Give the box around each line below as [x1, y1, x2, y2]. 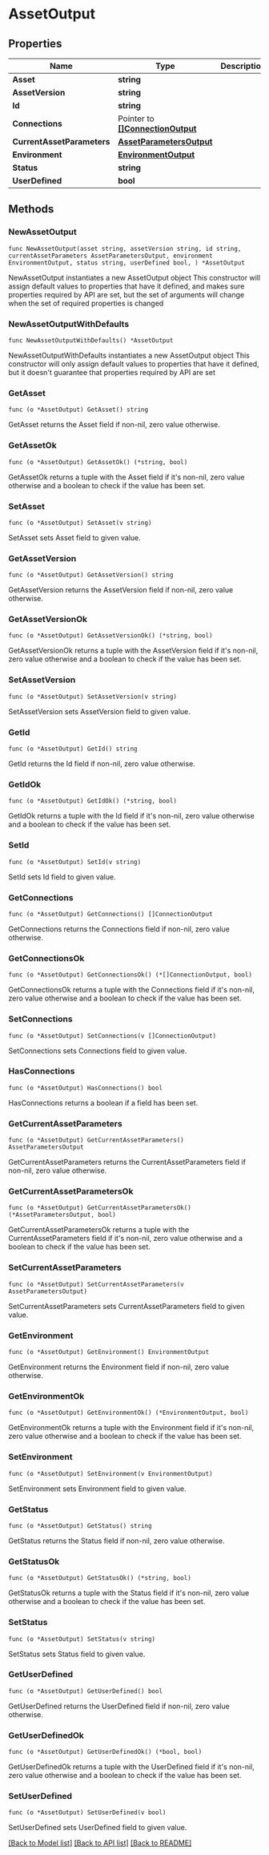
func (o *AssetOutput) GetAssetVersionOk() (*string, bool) [8, 632, 214, 640]
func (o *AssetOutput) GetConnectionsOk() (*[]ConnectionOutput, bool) [8, 971, 252, 979]
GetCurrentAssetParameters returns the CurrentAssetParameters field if [8, 1158, 247, 1167]
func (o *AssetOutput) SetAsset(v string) [8, 519, 152, 527]
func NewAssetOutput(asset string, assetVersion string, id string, [8, 245, 242, 253]
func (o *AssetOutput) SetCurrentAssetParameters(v [8, 1280, 184, 1288]
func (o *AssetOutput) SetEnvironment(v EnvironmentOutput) [8, 1469, 214, 1477]
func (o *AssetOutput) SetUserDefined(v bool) [8, 1809, 167, 1817]
